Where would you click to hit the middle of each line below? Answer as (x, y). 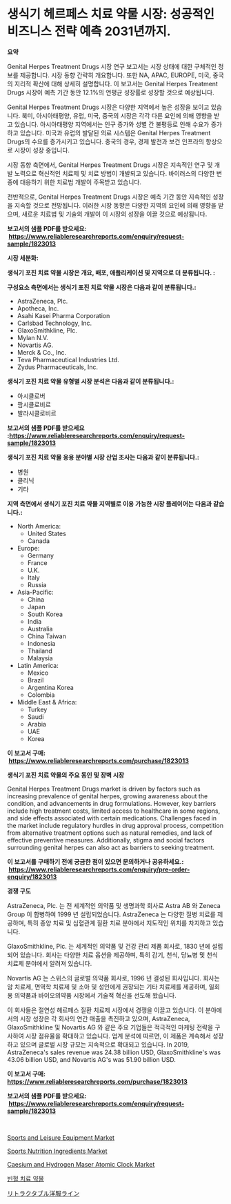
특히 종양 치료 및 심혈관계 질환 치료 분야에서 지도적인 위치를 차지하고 (119, 922)
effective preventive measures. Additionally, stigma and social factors (106, 840)
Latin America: (38, 665)
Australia (40, 629)
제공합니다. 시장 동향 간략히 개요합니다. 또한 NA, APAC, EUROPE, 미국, (115, 75)
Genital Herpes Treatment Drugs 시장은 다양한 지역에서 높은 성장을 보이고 (108, 107)
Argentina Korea (50, 687)
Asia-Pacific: (35, 592)
